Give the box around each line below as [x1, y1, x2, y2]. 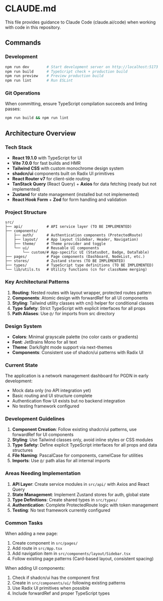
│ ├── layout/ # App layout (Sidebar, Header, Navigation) [5, 237, 139, 242]
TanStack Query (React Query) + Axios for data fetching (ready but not [12, 181, 157, 187]
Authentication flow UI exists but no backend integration [12, 398, 125, 404]
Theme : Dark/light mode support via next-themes [12, 344, 112, 350]
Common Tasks [5, 519, 43, 526]
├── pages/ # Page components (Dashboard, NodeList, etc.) [5, 254, 145, 259]
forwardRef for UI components [12, 432, 74, 438]
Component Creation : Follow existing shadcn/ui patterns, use [12, 426, 137, 432]
